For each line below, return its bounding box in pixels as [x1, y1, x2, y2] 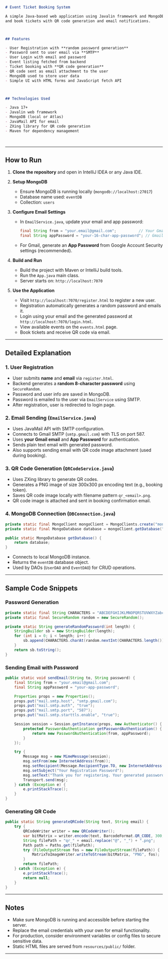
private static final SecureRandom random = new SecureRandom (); [5, 615, 144, 620]
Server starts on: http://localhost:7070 [19, 278, 103, 284]
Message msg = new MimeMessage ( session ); [23, 754, 111, 759]
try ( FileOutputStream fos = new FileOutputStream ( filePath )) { [23, 847, 160, 852]
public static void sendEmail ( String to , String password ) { [5, 676, 135, 681]
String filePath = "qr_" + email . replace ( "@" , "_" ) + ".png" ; [23, 838, 155, 843]
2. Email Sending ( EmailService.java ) [5, 414, 96, 421]
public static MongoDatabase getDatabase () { [5, 535, 101, 540]
